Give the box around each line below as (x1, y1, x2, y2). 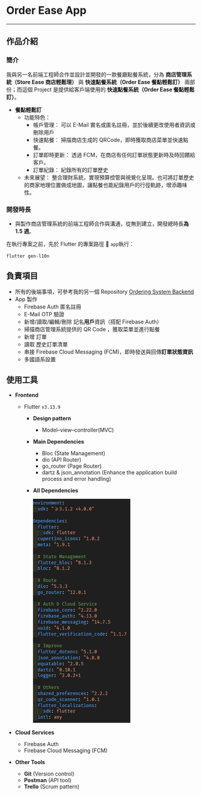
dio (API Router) (41, 456, 82, 463)
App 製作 (14, 295, 38, 302)
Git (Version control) (23, 770, 75, 777)
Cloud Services (14, 729, 55, 736)
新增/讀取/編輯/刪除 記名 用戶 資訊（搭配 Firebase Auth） (23, 318, 162, 325)
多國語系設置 (23, 355, 56, 363)
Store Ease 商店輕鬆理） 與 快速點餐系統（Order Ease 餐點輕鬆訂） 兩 (16, 78, 191, 85)
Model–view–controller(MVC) (41, 426, 114, 433)
